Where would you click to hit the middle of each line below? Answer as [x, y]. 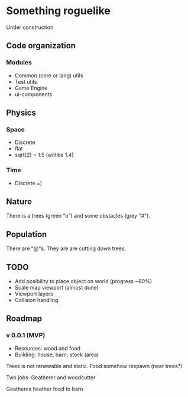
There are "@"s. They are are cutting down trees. [66, 248]
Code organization [41, 46]
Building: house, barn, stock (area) [57, 355]
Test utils [26, 81]
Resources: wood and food [48, 348]
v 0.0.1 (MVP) [26, 336]
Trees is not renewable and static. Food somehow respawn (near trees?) [94, 366]
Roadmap [24, 319]
